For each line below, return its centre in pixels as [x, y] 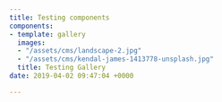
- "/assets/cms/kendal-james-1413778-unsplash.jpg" [116, 59]
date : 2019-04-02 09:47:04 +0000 [72, 76]
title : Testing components [60, 17]
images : [32, 42]
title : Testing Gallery [61, 68]
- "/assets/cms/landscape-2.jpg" [80, 51]
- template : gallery [48, 34]
